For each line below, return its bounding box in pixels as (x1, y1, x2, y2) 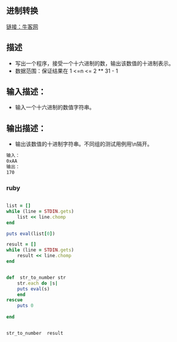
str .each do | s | (17, 280, 59, 286)
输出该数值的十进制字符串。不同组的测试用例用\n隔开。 (14, 140, 153, 148)
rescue (6, 297, 23, 303)
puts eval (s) (17, 286, 50, 292)
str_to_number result (6, 330, 63, 336)
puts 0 (17, 303, 34, 309)
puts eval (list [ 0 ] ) (6, 231, 56, 237)
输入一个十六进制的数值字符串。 (14, 104, 95, 111)
